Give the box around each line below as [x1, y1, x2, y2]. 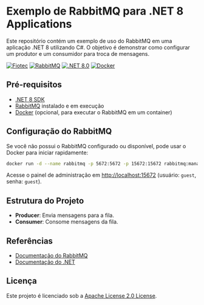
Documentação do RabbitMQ [15, 252, 88, 259]
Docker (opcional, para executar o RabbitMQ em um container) [15, 108, 172, 116]
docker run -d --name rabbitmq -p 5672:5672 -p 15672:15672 [6, 160, 162, 166]
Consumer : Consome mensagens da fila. [15, 218, 118, 225]
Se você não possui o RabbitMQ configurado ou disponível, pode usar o [6, 142, 186, 149]
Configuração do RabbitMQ [6, 126, 112, 137]
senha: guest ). [6, 178, 42, 185]
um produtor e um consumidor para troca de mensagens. [6, 50, 150, 57]
